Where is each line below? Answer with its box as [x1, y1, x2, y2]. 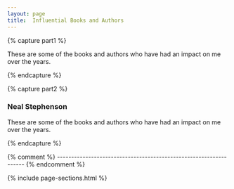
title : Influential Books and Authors [7, 17, 124, 24]
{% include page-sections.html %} [7, 174, 108, 182]
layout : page [7, 10, 46, 18]
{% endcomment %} [25, 159, 86, 169]
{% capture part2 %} [7, 84, 68, 93]
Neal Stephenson [7, 102, 68, 112]
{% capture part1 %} [7, 36, 67, 44]
